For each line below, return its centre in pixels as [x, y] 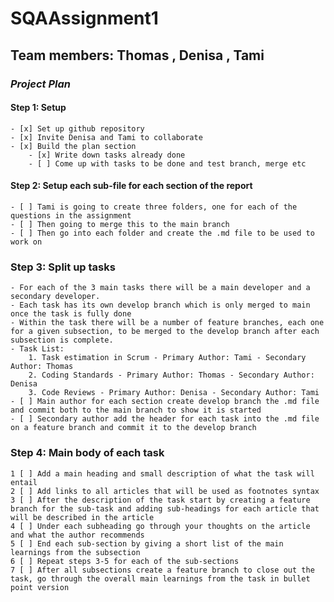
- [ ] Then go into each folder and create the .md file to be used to [162, 233]
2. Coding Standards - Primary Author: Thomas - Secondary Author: [171, 375]
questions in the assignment [71, 215]
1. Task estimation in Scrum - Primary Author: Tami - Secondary [167, 358]
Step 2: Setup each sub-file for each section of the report [131, 186]
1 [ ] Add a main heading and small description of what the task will [162, 473]
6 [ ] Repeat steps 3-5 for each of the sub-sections [125, 561]
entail [24, 482]
